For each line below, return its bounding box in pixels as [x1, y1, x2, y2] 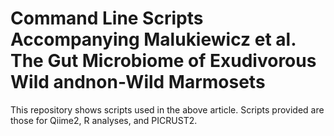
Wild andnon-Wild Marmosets [10, 71, 266, 94]
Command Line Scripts [10, 7, 204, 30]
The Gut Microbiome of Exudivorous [10, 50, 317, 72]
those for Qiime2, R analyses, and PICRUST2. [10, 114, 198, 126]
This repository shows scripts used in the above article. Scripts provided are [10, 103, 325, 116]
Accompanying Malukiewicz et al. [10, 28, 297, 51]
